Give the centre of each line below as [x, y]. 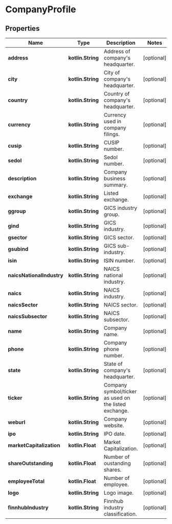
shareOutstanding [30, 463]
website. [114, 425]
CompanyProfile [41, 9]
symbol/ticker [120, 391]
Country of [117, 94]
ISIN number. [120, 260]
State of [113, 364]
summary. [116, 185]
